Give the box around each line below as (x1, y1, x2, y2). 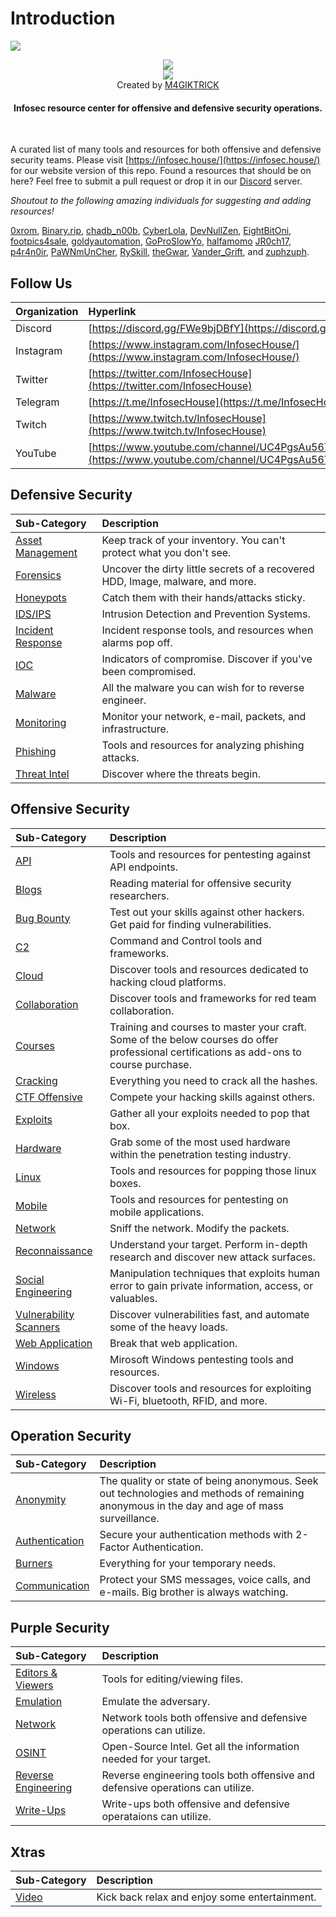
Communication (15, 1579, 90, 1593)
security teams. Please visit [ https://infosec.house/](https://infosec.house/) (10, 154, 321, 166)
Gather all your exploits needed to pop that (109, 1106, 310, 1120)
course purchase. (109, 1057, 192, 1071)
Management (15, 545, 78, 559)
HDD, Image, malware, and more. (101, 574, 257, 588)
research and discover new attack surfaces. (109, 1250, 316, 1264)
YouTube (15, 446, 57, 460)
